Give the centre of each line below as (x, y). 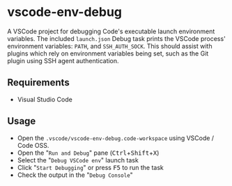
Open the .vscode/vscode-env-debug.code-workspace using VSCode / (116, 138)
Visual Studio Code (45, 99)
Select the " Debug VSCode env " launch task (78, 160)
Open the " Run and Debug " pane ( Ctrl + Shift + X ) (88, 153)
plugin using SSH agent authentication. (63, 60)
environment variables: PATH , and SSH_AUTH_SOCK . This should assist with (110, 46)
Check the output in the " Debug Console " (75, 175)
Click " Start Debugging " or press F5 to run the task (90, 167)
